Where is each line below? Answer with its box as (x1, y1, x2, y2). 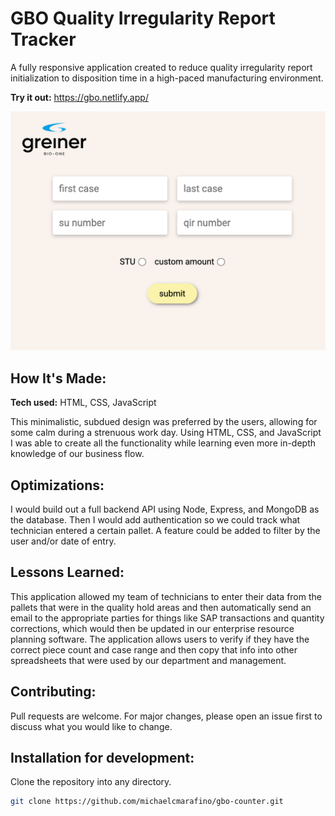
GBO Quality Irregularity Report (10, 7, 276, 30)
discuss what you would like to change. (10, 720, 173, 732)
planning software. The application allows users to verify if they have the (10, 633, 310, 645)
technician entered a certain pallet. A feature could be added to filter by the (10, 524, 321, 536)
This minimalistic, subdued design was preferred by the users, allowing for (10, 416, 318, 428)
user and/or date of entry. (10, 535, 117, 547)
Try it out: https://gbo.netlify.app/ (10, 91, 149, 103)
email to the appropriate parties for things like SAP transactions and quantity (10, 612, 325, 624)
